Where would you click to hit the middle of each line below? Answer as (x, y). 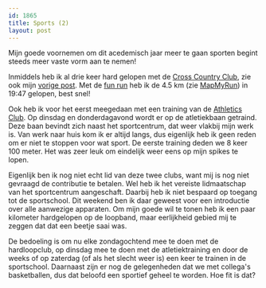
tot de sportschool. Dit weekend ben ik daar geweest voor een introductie (129, 200)
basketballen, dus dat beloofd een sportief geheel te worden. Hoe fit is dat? (132, 275)
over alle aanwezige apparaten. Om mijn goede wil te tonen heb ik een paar (132, 209)
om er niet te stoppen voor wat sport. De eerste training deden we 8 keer (128, 143)
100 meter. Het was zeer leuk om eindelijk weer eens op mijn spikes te (123, 151)
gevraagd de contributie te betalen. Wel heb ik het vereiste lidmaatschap (127, 184)
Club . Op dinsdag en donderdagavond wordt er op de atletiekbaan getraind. (133, 118)
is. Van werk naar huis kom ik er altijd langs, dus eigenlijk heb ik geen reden (132, 134)
